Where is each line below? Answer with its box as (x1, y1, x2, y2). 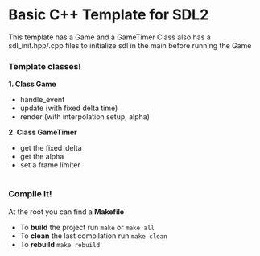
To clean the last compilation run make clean (19, 231, 167, 241)
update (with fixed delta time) (19, 103, 118, 114)
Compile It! (8, 188, 52, 200)
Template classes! (8, 60, 82, 72)
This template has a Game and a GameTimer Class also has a (8, 32, 211, 42)
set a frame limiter (19, 160, 80, 170)
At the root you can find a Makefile (8, 207, 125, 217)
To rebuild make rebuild (19, 239, 101, 249)
